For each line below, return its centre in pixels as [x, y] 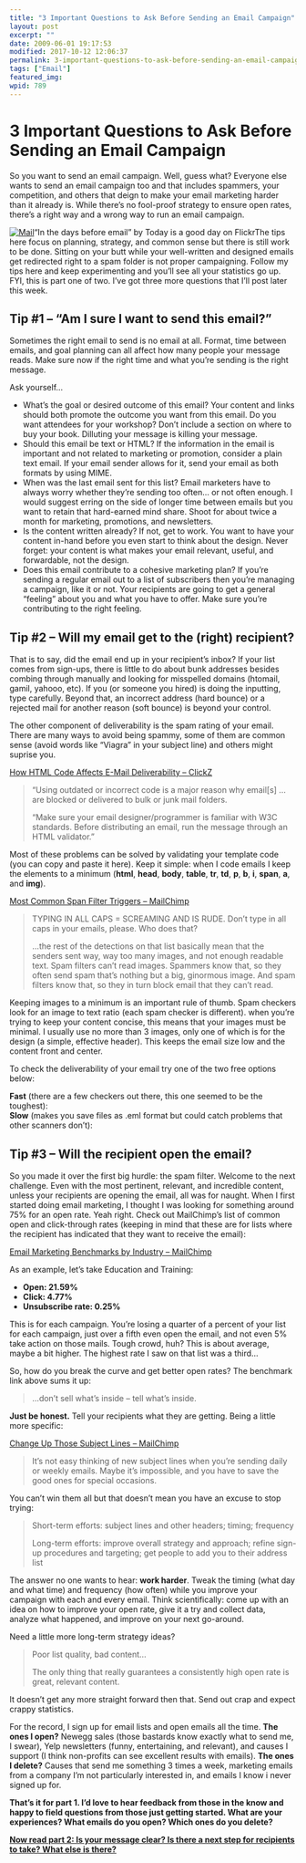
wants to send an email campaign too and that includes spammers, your [144, 185]
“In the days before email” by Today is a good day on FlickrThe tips [160, 232]
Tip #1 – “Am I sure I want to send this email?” [141, 319]
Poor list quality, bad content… [89, 1654]
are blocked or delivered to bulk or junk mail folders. [129, 800]
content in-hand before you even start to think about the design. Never [155, 541]
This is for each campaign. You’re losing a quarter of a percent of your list [148, 1324]
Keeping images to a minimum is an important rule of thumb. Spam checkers [153, 1003]
